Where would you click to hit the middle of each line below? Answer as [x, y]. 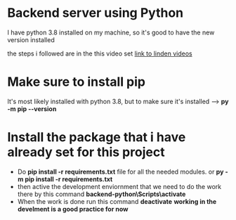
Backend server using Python [96, 13]
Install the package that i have [97, 137]
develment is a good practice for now [73, 209]
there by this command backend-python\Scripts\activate [101, 194]
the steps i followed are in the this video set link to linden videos [100, 53]
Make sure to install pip [77, 82]
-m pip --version [32, 109]
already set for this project [86, 152]
